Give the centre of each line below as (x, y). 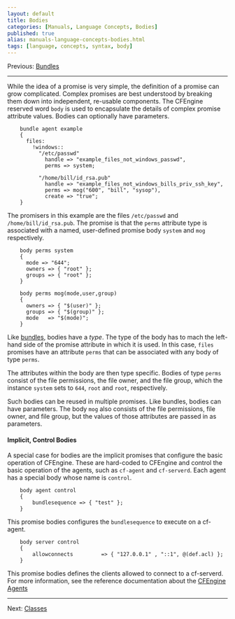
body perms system (47, 251)
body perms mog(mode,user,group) (69, 293)
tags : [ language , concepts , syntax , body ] (70, 46)
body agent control (48, 491)
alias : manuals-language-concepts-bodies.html (76, 40)
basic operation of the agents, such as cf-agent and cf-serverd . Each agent (116, 471)
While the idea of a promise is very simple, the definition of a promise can (113, 86)
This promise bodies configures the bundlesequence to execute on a (104, 522)
